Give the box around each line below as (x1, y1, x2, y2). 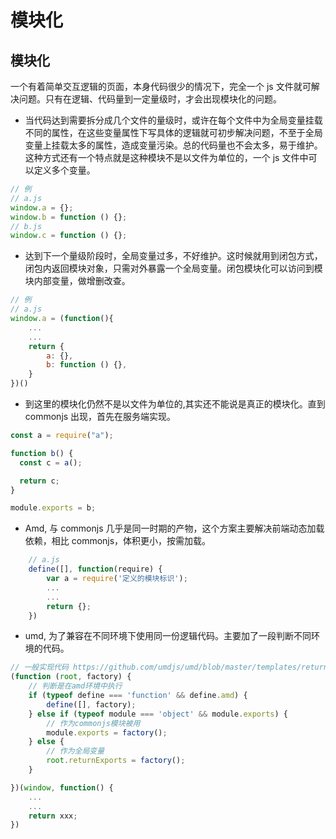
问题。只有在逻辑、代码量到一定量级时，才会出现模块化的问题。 (18, 93, 282, 105)
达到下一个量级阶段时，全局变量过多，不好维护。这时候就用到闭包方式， (24, 250, 323, 262)
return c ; (19, 476, 60, 486)
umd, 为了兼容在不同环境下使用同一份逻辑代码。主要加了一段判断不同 (24, 630, 312, 642)
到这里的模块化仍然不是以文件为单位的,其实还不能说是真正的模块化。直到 (24, 398, 326, 410)
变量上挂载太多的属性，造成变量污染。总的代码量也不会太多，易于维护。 (24, 139, 323, 151)
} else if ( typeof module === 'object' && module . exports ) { (28, 709, 288, 719)
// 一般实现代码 (10, 662, 69, 673)
